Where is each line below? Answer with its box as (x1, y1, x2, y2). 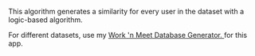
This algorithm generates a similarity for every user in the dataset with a (8, 7, 245, 16)
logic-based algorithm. (8, 15, 84, 24)
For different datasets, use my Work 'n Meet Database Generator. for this (8, 31, 248, 39)
